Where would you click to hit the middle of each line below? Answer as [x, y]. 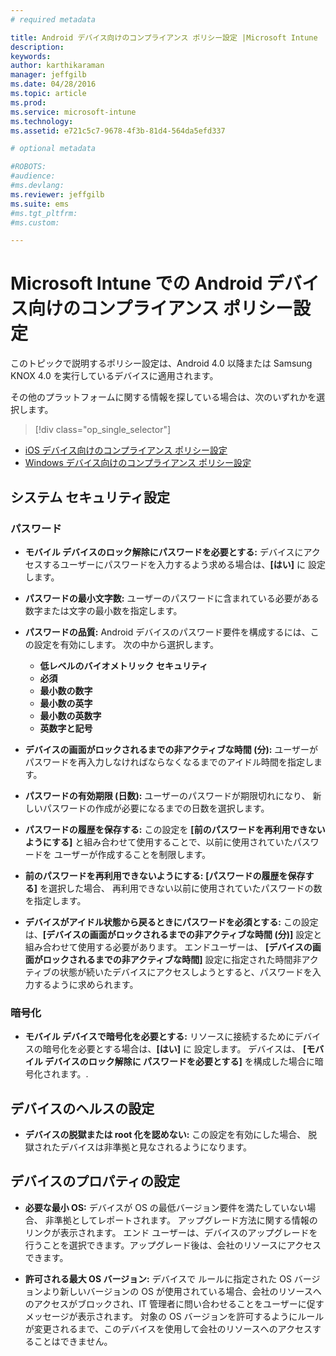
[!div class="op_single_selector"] [103, 430]
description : [37, 47]
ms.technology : [42, 121]
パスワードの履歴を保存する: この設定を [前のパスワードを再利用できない [175, 829]
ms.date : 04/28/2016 [53, 84]
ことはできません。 [73, 1341]
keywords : [31, 56]
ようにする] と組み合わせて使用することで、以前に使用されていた [158, 842]
